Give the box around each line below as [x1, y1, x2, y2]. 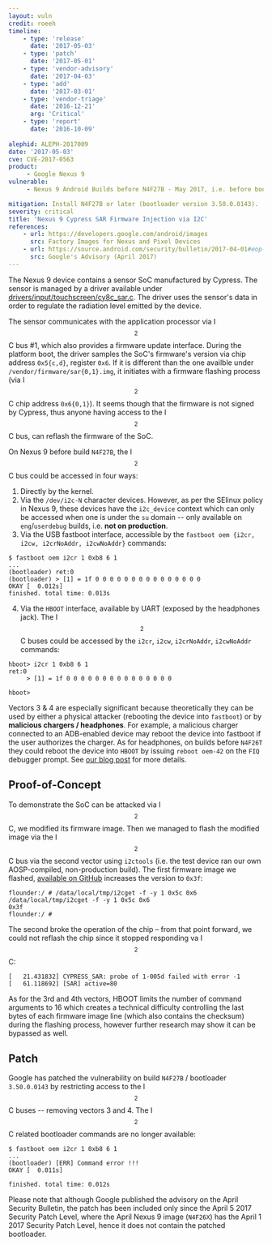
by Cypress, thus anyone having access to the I [8, 407, 167, 417]
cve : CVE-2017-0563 [8, 155, 74, 163]
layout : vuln [8, 11, 53, 20]
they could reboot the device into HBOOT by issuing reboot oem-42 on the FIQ [8, 745, 260, 755]
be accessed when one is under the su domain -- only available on [19, 512, 243, 522]
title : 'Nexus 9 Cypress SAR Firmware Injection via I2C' [8, 215, 208, 223]
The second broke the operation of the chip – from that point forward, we [8, 924, 253, 934]
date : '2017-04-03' [29, 72, 96, 80]
